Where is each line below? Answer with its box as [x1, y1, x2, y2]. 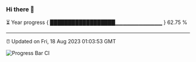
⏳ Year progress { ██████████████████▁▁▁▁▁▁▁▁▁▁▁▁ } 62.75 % [6, 19, 188, 26]
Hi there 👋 [6, 5, 35, 13]
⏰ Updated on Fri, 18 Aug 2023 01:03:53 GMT [6, 38, 116, 45]
